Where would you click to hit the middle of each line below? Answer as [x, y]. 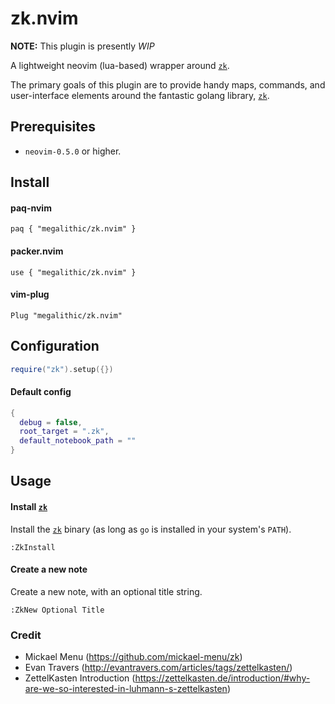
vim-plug [30, 294]
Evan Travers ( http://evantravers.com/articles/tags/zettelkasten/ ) [158, 668]
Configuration [55, 346]
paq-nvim [31, 208]
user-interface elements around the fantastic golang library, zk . [140, 95]
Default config [41, 392]
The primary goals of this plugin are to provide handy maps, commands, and [168, 84]
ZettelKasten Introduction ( [80, 678]
